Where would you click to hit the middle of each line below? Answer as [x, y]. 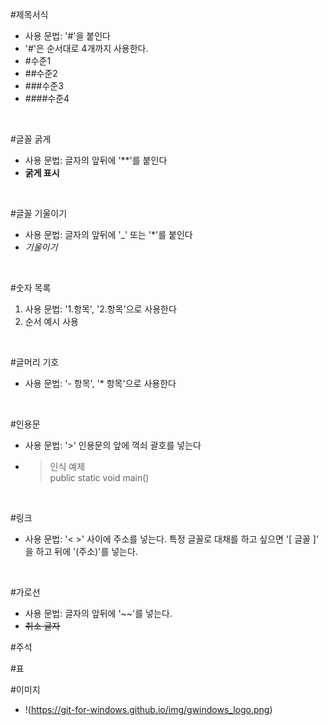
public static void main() [99, 477]
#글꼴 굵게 [31, 139]
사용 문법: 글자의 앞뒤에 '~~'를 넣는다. [98, 613]
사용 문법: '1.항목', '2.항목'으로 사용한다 [100, 309]
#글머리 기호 [35, 362]
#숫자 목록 [31, 287]
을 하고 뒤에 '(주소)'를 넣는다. [81, 551]
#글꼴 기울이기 [39, 213]
